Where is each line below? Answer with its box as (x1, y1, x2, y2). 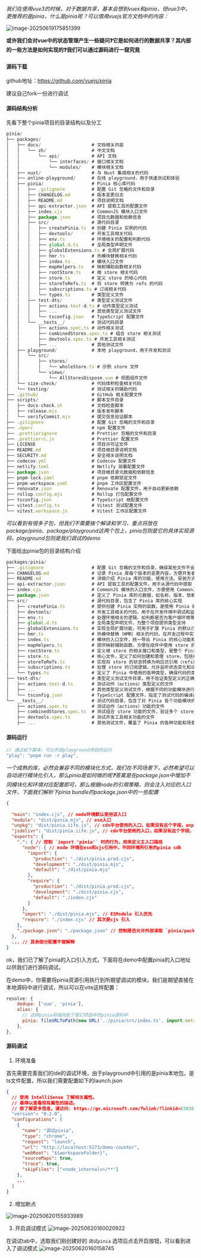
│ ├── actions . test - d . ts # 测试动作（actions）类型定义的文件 (6, 681, 174, 687)
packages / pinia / (6, 559, 47, 565)
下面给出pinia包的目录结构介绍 (6, 547, 81, 554)
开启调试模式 (14, 1225, 47, 1232)
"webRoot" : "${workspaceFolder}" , (21, 1150, 109, 1156)
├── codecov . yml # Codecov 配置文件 (6, 458, 137, 464)
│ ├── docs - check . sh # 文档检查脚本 (6, 403, 124, 409)
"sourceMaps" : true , (21, 1155, 73, 1161)
